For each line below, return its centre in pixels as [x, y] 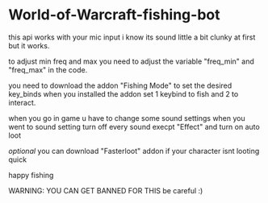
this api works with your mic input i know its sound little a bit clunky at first [132, 37]
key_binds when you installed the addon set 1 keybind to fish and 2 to [124, 93]
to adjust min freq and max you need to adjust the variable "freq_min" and [131, 61]
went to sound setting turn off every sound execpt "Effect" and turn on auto [134, 126]
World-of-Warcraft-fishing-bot [114, 15]
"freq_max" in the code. [48, 69]
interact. [22, 102]
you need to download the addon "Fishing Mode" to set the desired [120, 85]
